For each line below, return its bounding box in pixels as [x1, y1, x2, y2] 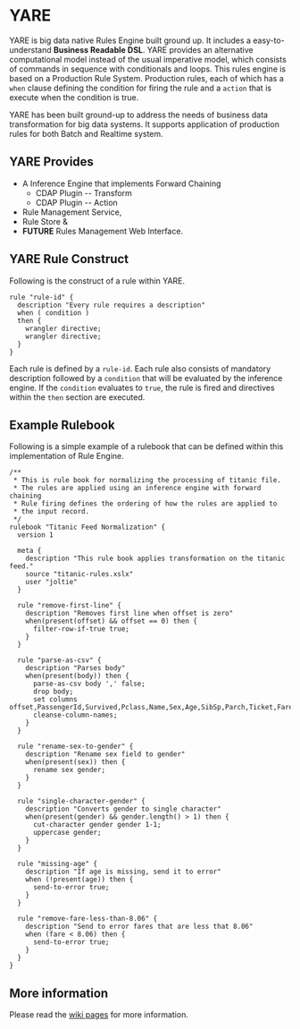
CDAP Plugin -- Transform [35, 187, 132, 198]
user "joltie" [25, 578, 78, 587]
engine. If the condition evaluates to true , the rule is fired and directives [9, 382, 275, 393]
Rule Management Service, [21, 207, 122, 217]
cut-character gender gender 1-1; [32, 821, 162, 829]
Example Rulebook [9, 417, 115, 432]
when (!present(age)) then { [25, 875, 134, 884]
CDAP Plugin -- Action [35, 197, 118, 208]
